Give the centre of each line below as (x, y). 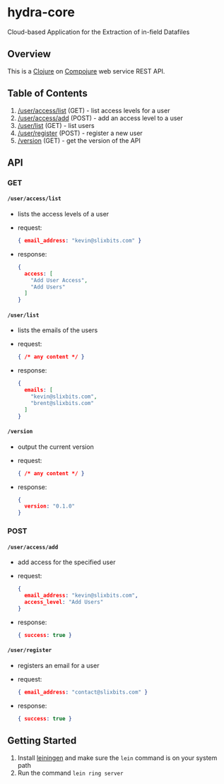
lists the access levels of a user (63, 214)
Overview (29, 54)
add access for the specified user (66, 562)
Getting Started (42, 741)
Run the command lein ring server (70, 773)
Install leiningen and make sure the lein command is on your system (117, 758)
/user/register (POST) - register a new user (80, 133)
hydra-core (41, 12)
